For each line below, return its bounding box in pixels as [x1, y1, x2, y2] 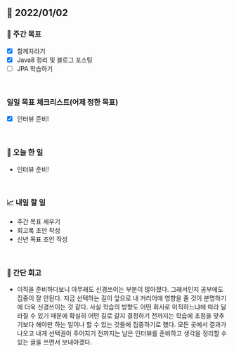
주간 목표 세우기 [16, 217, 60, 226]
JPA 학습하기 [16, 64, 53, 72]
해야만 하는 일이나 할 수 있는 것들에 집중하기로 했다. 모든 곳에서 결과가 [35, 321, 227, 329]
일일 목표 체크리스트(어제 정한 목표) [6, 97, 119, 107]
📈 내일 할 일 [6, 198, 46, 207]
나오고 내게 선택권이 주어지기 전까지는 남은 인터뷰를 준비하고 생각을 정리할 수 [16, 329, 228, 338]
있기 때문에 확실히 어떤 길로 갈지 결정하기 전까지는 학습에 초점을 [37, 312, 212, 320]
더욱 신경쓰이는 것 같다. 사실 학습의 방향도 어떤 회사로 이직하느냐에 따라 [24, 303, 219, 312]
